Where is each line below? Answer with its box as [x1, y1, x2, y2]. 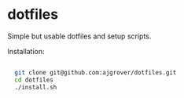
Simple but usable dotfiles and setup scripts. [7, 31, 152, 41]
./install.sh [14, 83, 57, 91]
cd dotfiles [14, 76, 54, 84]
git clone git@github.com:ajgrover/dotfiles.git [14, 68, 177, 76]
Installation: [7, 46, 45, 56]
